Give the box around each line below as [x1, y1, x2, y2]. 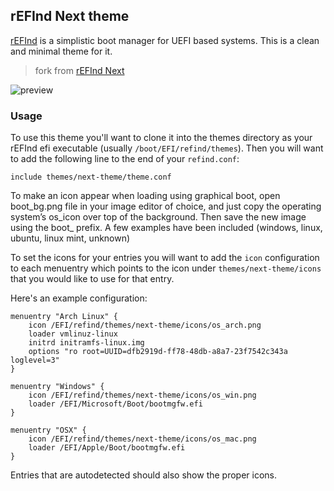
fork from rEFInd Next [34, 64, 125, 76]
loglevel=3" [10, 355, 60, 366]
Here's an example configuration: [10, 292, 148, 304]
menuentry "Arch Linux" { [10, 312, 118, 322]
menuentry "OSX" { [10, 425, 87, 436]
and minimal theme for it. [10, 45, 113, 57]
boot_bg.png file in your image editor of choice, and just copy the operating [10, 200, 322, 213]
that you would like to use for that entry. [10, 273, 175, 285]
